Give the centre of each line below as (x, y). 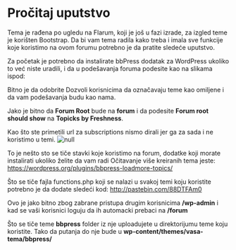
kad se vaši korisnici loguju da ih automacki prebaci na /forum (98, 210)
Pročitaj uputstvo (59, 13)
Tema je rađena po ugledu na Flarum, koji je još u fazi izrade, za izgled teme (117, 32)
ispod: (17, 76)
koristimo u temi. (32, 139)
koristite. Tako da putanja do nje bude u (64, 231)
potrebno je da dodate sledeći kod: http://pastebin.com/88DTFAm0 (105, 189)
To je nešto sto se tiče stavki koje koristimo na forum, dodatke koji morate (114, 153)
